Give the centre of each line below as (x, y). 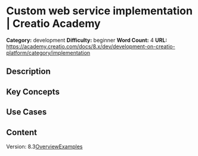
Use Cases (27, 112)
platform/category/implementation (48, 52)
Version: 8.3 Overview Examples (44, 146)
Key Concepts (33, 91)
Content (22, 132)
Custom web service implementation (99, 11)
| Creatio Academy (53, 24)
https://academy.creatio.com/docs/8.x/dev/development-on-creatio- (91, 46)
